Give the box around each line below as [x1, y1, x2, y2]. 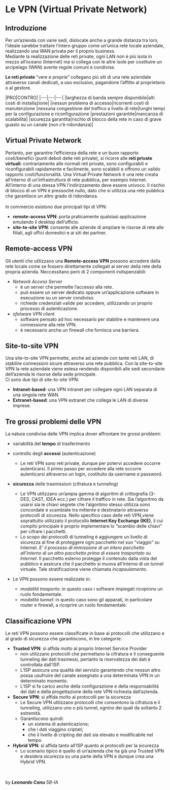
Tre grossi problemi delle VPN [5, 417, 101, 426]
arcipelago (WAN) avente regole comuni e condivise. [5, 64, 116, 70]
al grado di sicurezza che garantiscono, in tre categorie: [5, 636, 122, 642]
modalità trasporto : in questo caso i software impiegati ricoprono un [20, 586, 163, 592]
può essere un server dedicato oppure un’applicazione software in [20, 289, 159, 295]
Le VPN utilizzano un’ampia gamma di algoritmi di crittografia [20, 491, 148, 497]
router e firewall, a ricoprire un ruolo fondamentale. [20, 602, 127, 608]
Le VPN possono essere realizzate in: [12, 576, 91, 582]
